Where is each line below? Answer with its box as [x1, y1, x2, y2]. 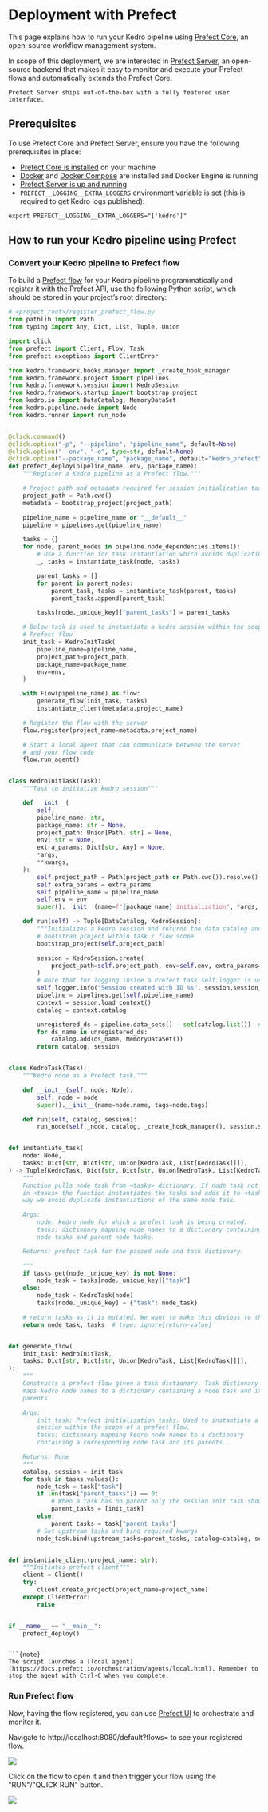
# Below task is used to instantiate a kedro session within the [22, 623, 245, 631]
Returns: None [22, 1453, 69, 1461]
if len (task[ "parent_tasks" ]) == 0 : [37, 1490, 159, 1498]
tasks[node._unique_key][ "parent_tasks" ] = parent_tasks [37, 609, 230, 617]
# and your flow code [22, 748, 94, 756]
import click [8, 337, 52, 345]
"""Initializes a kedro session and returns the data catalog [37, 925, 248, 933]
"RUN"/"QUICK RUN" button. [8, 1780, 104, 1790]
